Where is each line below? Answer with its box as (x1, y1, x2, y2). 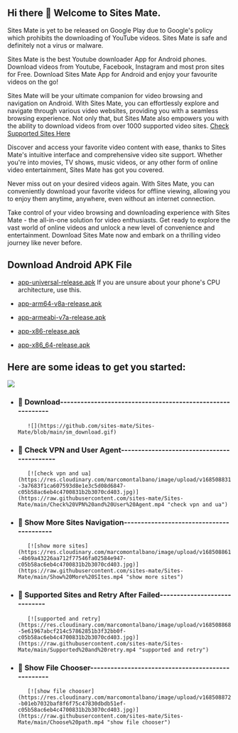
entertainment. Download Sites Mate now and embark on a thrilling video (7, 230, 221, 239)
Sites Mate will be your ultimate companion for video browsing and (7, 91, 203, 100)
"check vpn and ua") (167, 501, 229, 508)
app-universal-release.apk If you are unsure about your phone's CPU (17, 278, 220, 287)
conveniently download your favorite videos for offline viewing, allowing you (7, 186, 231, 196)
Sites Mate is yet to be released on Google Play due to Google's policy (7, 26, 213, 34)
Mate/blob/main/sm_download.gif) (17, 428, 117, 436)
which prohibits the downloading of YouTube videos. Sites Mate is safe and (7, 33, 227, 42)
